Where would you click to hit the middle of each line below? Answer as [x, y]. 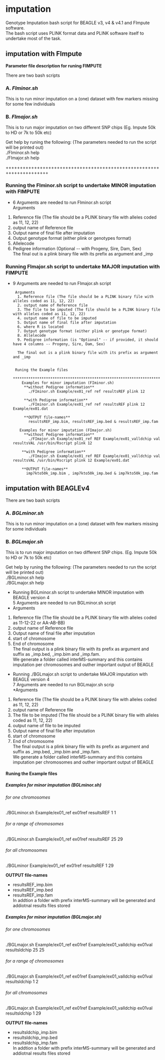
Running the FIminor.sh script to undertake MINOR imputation [81, 186]
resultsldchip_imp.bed [35, 1037]
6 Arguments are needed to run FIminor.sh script [62, 202]
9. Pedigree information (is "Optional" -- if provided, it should [88, 340]
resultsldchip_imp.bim [35, 1032]
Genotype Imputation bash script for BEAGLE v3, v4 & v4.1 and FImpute [78, 23]
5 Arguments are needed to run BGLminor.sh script [64, 603]
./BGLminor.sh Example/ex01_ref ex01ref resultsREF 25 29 [64, 839]
